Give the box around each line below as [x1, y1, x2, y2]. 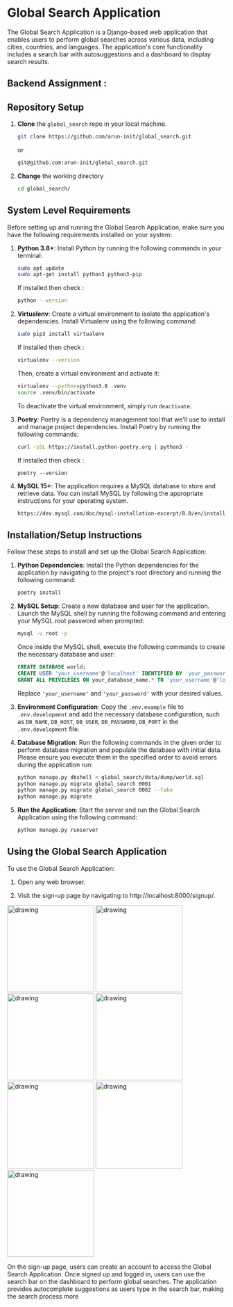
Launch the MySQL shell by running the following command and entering [17, 609, 226, 618]
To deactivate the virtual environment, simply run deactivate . [17, 401, 192, 410]
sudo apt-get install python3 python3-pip [17, 271, 142, 278]
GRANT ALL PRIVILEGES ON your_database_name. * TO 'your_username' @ [17, 676, 217, 683]
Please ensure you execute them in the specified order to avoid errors [17, 753, 217, 761]
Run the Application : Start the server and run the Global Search [17, 805, 200, 815]
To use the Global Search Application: [7, 864, 115, 872]
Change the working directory [17, 172, 104, 180]
